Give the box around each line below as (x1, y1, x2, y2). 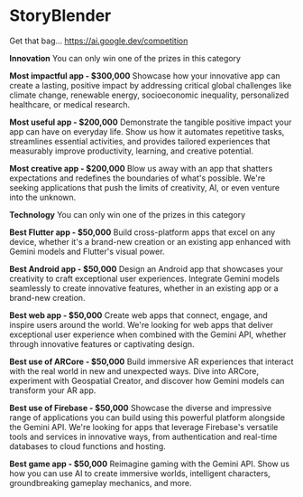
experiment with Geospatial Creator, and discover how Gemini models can (9, 375, 285, 386)
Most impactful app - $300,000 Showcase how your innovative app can (9, 70, 281, 81)
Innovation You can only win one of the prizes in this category (9, 52, 242, 63)
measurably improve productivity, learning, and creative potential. (9, 145, 254, 156)
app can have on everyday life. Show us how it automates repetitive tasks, (9, 126, 285, 136)
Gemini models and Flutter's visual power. (9, 246, 165, 257)
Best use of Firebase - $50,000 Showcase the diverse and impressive (9, 402, 272, 413)
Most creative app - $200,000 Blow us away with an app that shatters (9, 163, 273, 173)
